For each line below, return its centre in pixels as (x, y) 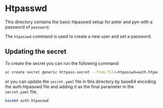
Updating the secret (36, 52)
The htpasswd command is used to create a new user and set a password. (78, 36)
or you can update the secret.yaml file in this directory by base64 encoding (81, 81)
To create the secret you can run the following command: (62, 63)
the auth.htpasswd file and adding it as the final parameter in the (70, 86)
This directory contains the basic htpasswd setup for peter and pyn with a (79, 22)
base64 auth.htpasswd (27, 100)
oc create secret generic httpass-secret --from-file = (62, 72)
